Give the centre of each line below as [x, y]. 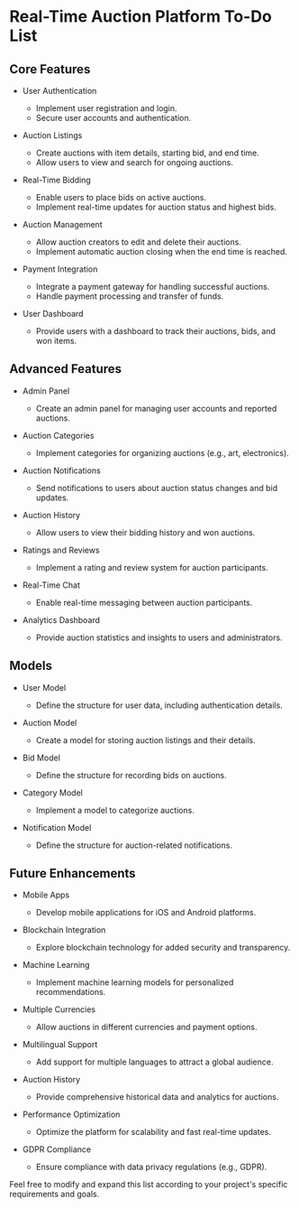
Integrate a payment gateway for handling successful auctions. [153, 287]
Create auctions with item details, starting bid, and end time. [147, 153]
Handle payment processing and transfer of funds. [130, 296]
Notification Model [57, 827]
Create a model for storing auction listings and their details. [146, 740]
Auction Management [62, 224]
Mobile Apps [46, 895]
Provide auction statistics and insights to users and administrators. [159, 637]
